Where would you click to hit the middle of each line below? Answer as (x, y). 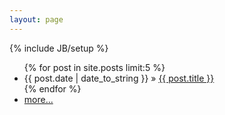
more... (38, 99)
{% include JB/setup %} (59, 48)
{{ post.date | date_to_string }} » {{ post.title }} (119, 78)
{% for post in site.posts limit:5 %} (94, 67)
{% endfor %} (52, 88)
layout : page (36, 19)
